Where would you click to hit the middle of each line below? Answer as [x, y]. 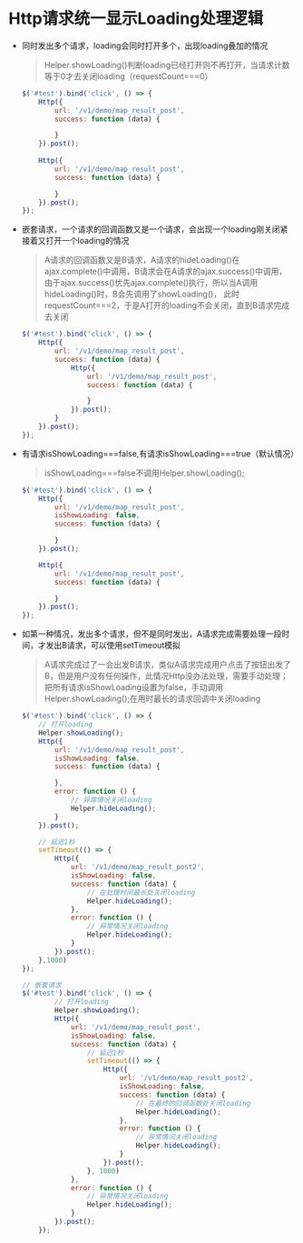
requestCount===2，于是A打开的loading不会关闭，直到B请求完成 [167, 306]
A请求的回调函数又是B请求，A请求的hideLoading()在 [142, 260]
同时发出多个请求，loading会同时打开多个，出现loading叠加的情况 [145, 45]
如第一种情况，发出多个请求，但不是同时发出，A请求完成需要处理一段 [151, 634]
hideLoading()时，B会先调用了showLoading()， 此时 [142, 294]
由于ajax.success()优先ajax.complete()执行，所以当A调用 [151, 283]
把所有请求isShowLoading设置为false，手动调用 [134, 687]
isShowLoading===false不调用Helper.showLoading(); [144, 473]
